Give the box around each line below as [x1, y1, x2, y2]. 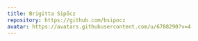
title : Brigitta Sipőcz [7, 10, 76, 17]
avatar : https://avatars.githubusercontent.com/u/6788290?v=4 [7, 23, 191, 30]
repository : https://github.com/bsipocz [7, 17, 126, 24]
